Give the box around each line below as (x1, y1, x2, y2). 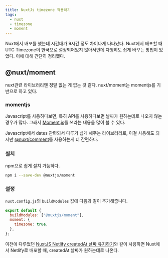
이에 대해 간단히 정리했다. (16, 53, 66, 59)
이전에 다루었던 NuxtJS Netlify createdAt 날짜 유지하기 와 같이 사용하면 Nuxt (5, 241, 156, 247)
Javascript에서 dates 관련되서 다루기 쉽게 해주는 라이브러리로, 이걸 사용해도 (5, 130, 154, 136)
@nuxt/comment (14, 136, 49, 142)
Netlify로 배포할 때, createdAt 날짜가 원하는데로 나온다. (10, 247, 119, 253)
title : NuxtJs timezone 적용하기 (5, 7, 71, 13)
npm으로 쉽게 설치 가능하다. (5, 162, 60, 168)
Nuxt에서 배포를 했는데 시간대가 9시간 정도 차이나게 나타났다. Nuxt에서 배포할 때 (5, 41, 163, 47)
